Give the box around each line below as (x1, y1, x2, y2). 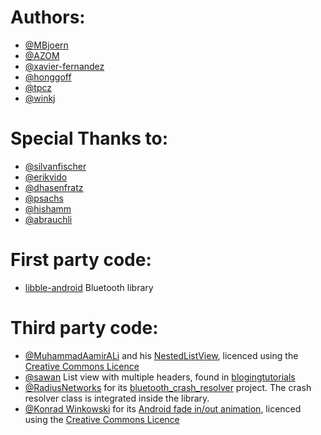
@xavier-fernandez (24, 60, 105, 72)
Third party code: (10, 317, 159, 339)
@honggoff (24, 71, 72, 83)
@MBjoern (24, 39, 69, 51)
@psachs (24, 192, 64, 204)
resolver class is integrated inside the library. (24, 392, 210, 404)
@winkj (24, 92, 56, 104)
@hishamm (24, 202, 72, 215)
